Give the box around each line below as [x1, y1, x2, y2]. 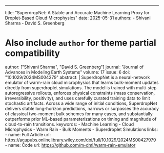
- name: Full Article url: [5, 131, 51, 137]
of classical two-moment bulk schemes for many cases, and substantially [5, 111, 153, 117]
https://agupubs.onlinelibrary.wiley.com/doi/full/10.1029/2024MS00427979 [5, 137, 156, 143]
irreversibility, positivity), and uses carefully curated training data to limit [5, 95, 150, 101]
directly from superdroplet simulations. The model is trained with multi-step [5, 84, 157, 91]
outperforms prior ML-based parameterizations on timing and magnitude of [5, 116, 157, 122]
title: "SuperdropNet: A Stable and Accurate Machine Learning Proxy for [5, 10, 150, 15]
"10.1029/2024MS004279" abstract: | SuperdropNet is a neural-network [5, 74, 150, 80]
